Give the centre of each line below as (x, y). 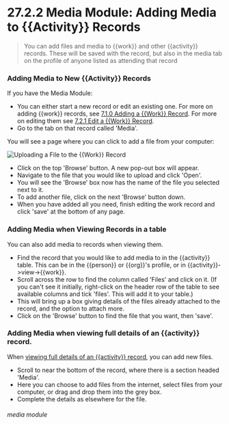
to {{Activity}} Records (74, 27)
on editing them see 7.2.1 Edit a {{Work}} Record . (85, 121)
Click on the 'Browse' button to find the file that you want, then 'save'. (115, 315)
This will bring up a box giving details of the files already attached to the (119, 301)
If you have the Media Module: (50, 93)
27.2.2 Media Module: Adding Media (112, 13)
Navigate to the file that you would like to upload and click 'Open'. (109, 175)
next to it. (30, 190)
